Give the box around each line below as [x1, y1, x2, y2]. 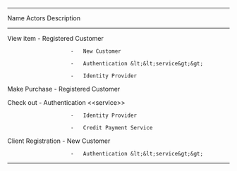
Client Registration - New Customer [7, 137, 111, 145]
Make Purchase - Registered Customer [7, 85, 121, 93]
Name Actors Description [7, 14, 81, 22]
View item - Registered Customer [7, 34, 104, 42]
